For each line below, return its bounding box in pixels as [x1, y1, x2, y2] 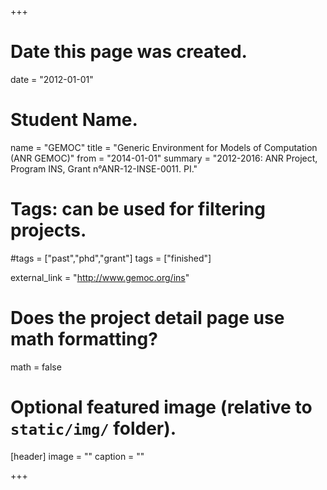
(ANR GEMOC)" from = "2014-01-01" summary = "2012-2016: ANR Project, [10, 152, 318, 164]
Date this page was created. [10, 41, 248, 63]
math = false [10, 361, 62, 373]
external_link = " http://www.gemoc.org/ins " [10, 271, 190, 283]
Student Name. [10, 109, 138, 131]
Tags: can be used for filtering [10, 198, 266, 221]
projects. [10, 219, 87, 242]
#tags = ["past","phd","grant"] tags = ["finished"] [10, 252, 212, 264]
